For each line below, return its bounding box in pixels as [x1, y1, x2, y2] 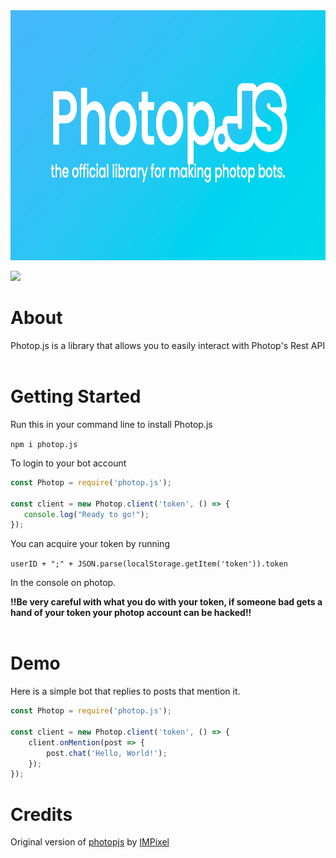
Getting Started [10, 385, 142, 408]
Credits [10, 803, 73, 826]
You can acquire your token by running [10, 538, 170, 550]
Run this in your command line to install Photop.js [10, 418, 213, 430]
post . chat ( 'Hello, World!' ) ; [46, 748, 168, 758]
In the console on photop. [10, 577, 117, 589]
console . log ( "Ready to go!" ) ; [23, 509, 150, 519]
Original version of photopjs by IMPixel [10, 836, 170, 848]
